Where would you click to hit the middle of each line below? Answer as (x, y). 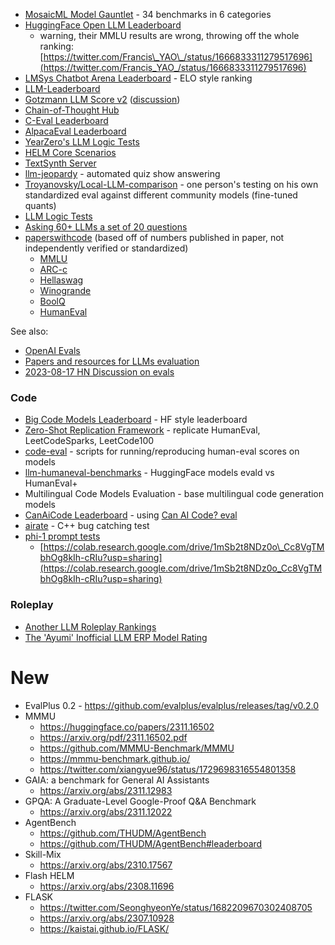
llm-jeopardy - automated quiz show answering (122, 173)
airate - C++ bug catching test (87, 526)
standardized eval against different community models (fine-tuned (161, 195)
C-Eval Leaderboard (66, 120)
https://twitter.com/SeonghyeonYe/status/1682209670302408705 (176, 907)
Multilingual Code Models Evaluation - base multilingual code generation (174, 494)
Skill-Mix (43, 854)
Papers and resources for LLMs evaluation (112, 361)
